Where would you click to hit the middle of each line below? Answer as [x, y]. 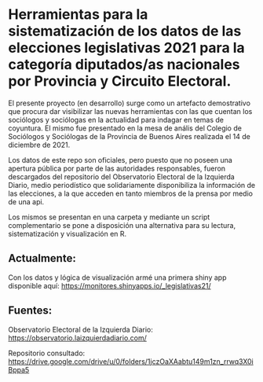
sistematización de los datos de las [125, 31]
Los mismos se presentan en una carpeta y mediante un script [109, 217]
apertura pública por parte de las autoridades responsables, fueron [117, 168]
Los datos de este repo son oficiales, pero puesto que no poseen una [121, 160]
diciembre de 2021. [39, 145]
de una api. [26, 201]
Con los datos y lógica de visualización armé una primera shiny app [117, 277]
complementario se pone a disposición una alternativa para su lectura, [122, 225]
